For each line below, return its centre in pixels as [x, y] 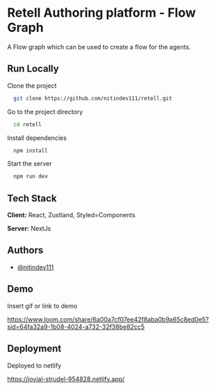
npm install [31, 150]
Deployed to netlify [34, 365]
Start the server [30, 164]
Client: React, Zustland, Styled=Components [71, 215]
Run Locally [33, 69]
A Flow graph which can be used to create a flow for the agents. [99, 47]
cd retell [27, 124]
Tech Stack [32, 198]
